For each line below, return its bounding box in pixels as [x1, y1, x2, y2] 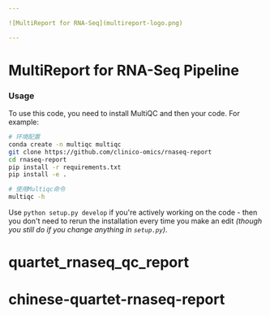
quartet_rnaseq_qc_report [8, 253, 189, 272]
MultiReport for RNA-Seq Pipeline [8, 61, 239, 80]
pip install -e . [8, 171, 67, 179]
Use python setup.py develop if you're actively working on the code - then [8, 208, 258, 218]
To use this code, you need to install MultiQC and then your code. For [8, 109, 241, 119]
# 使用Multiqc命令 [8, 185, 66, 193]
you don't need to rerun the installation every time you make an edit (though [8, 216, 263, 226]
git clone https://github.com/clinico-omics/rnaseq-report [8, 148, 212, 156]
